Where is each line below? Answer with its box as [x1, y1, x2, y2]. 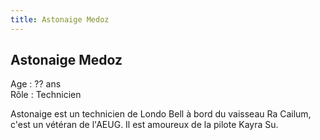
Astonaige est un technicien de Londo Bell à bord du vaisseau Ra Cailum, [10, 108, 312, 120]
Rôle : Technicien [10, 89, 82, 101]
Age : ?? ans [10, 78, 62, 90]
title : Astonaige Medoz [10, 14, 110, 25]
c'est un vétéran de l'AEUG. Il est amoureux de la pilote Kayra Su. [10, 119, 279, 131]
